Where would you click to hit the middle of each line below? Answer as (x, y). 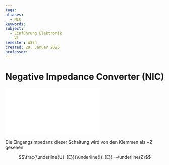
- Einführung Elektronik (36, 33)
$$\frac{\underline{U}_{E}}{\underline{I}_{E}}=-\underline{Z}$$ (85, 157)
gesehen (14, 148)
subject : (14, 29)
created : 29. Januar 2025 (32, 47)
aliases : (14, 15)
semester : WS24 (21, 43)
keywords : (16, 24)
